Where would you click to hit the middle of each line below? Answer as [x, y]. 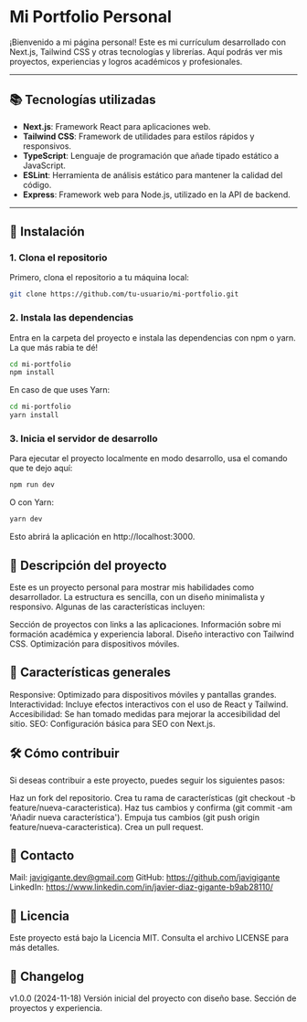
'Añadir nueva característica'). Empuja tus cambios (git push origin [135, 817]
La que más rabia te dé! [54, 347]
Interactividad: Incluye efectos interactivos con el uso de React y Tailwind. [149, 704]
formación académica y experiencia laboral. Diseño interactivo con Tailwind [152, 634]
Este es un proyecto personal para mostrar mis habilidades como [132, 587]
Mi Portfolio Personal [90, 17]
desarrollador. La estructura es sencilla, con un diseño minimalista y [137, 596]
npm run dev [32, 485]
